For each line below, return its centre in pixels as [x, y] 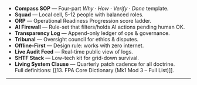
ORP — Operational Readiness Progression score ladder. [83, 21]
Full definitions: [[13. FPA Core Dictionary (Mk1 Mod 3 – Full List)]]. [94, 70]
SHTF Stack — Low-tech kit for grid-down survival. [77, 58]
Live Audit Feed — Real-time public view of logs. [74, 52]
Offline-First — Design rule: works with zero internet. [79, 45]
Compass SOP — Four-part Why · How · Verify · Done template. [91, 8]
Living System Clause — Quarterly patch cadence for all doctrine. [95, 64]
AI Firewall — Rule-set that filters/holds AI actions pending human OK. [100, 27]
